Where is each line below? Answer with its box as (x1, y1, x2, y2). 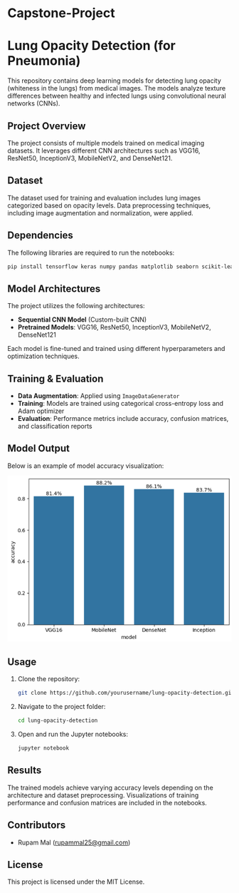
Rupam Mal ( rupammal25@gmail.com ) (17, 838, 131, 847)
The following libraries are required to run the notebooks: (7, 248, 175, 257)
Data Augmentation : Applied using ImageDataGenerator (17, 392, 180, 400)
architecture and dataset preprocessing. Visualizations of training (7, 790, 199, 800)
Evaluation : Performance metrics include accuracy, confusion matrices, (17, 414, 229, 423)
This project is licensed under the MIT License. (7, 877, 145, 886)
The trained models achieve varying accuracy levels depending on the (7, 783, 213, 792)
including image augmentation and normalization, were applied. (7, 208, 193, 217)
